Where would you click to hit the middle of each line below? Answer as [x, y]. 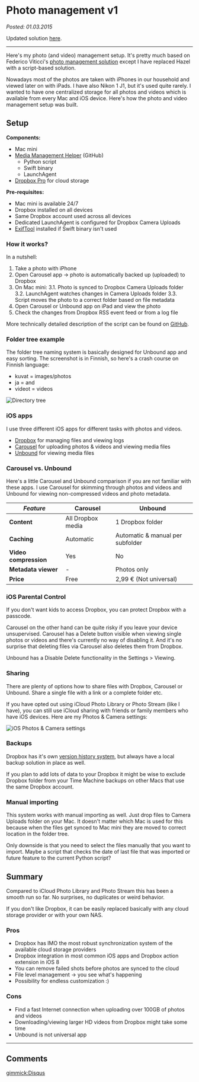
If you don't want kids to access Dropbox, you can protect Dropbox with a [96, 610]
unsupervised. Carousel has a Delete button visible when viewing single [94, 634]
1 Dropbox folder [139, 522]
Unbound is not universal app [51, 1035]
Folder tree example [36, 339]
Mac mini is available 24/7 [46, 203]
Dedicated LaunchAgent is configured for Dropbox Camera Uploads [97, 222]
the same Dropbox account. [40, 787]
